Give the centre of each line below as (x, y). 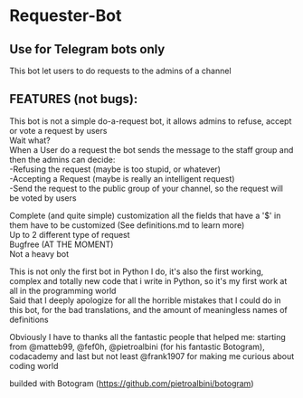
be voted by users (43, 198)
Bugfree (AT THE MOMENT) (62, 244)
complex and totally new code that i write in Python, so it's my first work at (148, 280)
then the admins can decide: (62, 159)
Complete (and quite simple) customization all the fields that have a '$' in (145, 215)
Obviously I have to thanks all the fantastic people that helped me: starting (148, 336)
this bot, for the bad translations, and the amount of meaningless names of (148, 309)
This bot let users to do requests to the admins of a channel (121, 71)
